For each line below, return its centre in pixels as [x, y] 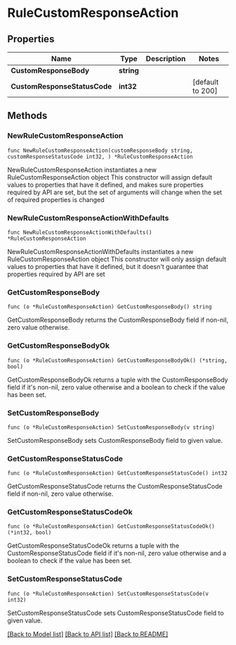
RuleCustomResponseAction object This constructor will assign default [110, 177]
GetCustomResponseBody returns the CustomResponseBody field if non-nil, [118, 320]
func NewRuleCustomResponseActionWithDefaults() [80, 232]
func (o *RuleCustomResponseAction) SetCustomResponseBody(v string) [111, 427]
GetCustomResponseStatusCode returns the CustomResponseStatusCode [115, 487]
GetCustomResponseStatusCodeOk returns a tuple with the [93, 546]
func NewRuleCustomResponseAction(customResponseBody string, [100, 150]
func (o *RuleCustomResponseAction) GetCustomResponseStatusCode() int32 [118, 473]
